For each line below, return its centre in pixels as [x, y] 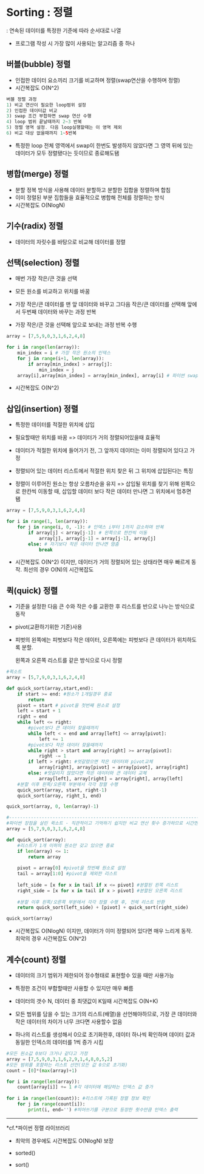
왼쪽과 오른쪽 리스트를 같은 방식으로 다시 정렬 [69, 660]
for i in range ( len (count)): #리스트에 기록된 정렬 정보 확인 [78, 1099]
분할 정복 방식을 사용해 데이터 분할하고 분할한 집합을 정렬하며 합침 [93, 189]
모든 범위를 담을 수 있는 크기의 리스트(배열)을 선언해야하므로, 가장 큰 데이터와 [106, 1014]
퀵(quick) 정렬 [32, 591]
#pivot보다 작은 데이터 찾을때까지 [65, 745]
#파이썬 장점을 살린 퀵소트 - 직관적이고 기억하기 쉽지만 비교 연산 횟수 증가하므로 [95, 824]
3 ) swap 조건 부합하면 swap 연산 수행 [49, 116]
